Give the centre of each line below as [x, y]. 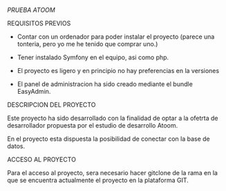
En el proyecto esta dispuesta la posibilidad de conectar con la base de [109, 139]
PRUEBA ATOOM [31, 10]
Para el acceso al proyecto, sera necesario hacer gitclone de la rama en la [112, 173]
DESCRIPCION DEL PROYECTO [51, 105]
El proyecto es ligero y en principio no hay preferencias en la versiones [118, 71]
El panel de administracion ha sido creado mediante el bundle [105, 84]
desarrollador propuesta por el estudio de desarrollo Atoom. [93, 125]
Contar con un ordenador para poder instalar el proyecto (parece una [116, 37]
